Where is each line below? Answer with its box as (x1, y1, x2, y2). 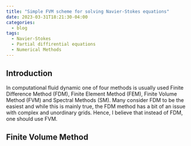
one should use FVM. (6, 115, 58, 122)
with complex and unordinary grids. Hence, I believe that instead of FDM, (6, 109, 183, 116)
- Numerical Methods (11, 47, 62, 53)
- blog (11, 25, 28, 31)
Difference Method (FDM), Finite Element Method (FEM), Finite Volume (6, 90, 177, 97)
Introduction (6, 69, 53, 79)
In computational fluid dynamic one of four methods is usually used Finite (6, 84, 184, 91)
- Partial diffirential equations (11, 42, 96, 47)
